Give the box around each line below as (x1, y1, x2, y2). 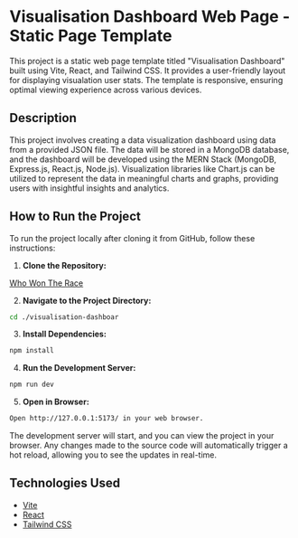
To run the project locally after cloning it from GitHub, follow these (9, 232, 256, 243)
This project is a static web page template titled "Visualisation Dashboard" (9, 55, 285, 66)
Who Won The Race (9, 278, 84, 288)
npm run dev (9, 380, 54, 390)
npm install (9, 346, 54, 355)
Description (9, 110, 77, 126)
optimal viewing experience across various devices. (9, 84, 202, 95)
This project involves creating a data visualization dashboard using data (9, 134, 276, 146)
